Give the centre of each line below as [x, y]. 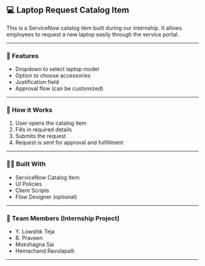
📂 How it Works [30, 110]
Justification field [37, 82]
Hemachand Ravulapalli [45, 251]
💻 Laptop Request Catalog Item [68, 10]
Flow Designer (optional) [46, 197]
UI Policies [28, 184]
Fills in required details [43, 130]
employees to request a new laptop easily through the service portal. [93, 34]
